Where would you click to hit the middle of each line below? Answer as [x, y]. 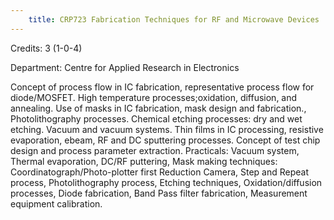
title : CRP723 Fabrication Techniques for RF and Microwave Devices [174, 19]
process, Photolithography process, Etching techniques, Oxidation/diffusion [166, 182]
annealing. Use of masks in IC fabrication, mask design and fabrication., [158, 108]
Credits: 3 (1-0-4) [46, 48]
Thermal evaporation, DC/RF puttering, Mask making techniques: [144, 161]
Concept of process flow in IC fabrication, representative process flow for [162, 87]
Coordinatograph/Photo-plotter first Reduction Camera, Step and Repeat [160, 172]
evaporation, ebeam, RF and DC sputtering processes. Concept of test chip [165, 140]
